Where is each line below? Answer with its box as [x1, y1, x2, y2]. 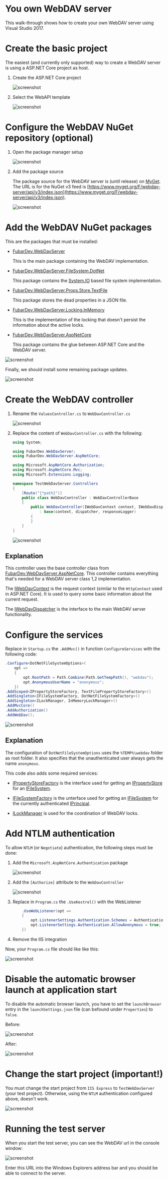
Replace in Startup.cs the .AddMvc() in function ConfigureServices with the [5, 646, 160, 652]
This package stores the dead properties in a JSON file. [12, 297, 127, 303]
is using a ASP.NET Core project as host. [5, 65, 89, 71]
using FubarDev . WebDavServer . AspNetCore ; [12, 453, 101, 459]
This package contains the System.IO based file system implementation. [12, 277, 162, 283]
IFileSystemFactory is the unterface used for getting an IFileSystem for [12, 795, 159, 801]
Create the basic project [5, 43, 108, 54]
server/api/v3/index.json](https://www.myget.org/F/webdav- [12, 189, 138, 195]
